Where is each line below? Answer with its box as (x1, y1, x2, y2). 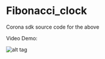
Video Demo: (6, 34, 38, 41)
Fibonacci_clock (6, 4, 87, 18)
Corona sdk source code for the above (6, 23, 100, 30)
